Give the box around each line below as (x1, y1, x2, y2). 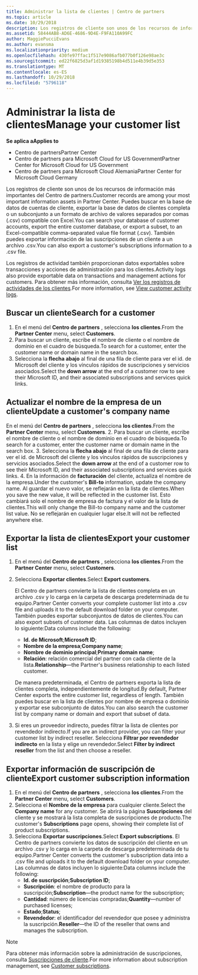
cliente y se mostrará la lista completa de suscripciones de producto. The (14, 814, 192, 821)
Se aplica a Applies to (6, 137, 59, 145)
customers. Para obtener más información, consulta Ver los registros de (6, 278, 181, 285)
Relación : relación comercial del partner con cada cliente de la (23, 655, 176, 662)
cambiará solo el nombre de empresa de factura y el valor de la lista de (6, 497, 179, 505)
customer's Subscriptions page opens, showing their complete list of (14, 820, 184, 827)
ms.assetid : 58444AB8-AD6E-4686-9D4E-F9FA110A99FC (6, 31, 133, 37)
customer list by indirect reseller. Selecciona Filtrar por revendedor (14, 734, 179, 741)
